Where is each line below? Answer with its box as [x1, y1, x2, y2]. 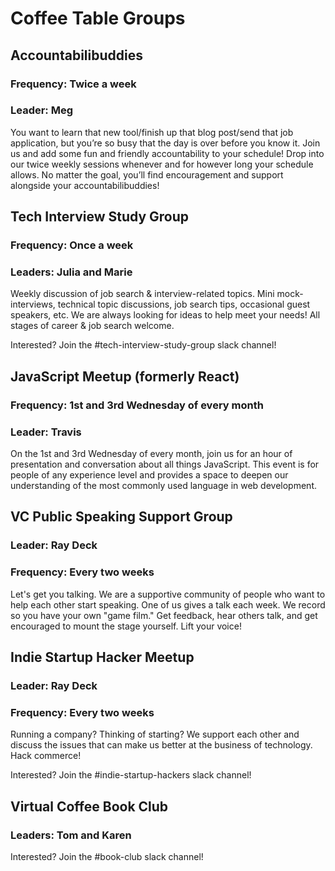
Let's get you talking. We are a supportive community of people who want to [10, 588, 326, 600]
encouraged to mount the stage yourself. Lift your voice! [10, 620, 242, 632]
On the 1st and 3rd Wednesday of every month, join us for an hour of [10, 448, 293, 460]
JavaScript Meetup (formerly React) [10, 368, 240, 385]
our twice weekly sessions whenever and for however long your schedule [10, 158, 314, 170]
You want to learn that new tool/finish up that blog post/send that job [10, 126, 294, 138]
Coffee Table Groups [10, 7, 186, 30]
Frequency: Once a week [10, 238, 134, 252]
